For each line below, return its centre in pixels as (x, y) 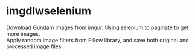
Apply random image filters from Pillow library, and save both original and (97, 40)
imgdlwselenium (49, 11)
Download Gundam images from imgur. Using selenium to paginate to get (97, 27)
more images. (23, 33)
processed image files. (35, 46)
